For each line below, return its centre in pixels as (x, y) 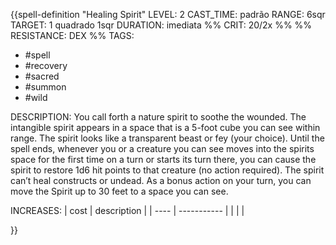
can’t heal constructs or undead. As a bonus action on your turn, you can (161, 180)
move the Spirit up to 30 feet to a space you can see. (119, 191)
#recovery (46, 65)
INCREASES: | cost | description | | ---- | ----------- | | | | (127, 210)
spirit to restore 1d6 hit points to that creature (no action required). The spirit (167, 170)
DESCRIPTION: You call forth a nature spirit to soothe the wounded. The (158, 117)
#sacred (42, 76)
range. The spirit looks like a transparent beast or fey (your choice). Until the (167, 138)
